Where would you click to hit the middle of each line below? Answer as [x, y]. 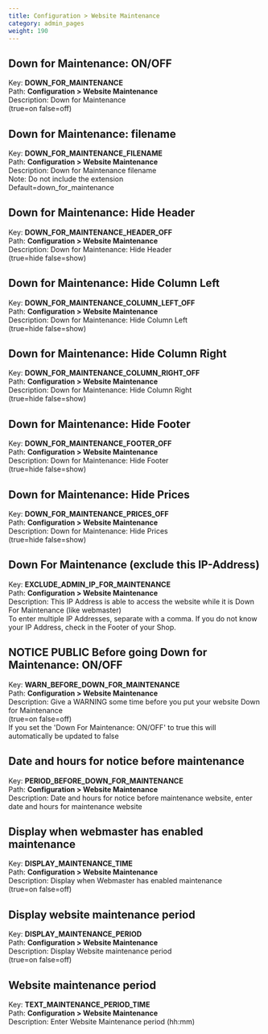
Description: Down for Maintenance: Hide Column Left [98, 320]
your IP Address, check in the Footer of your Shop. [93, 627]
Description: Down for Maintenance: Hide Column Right [100, 390]
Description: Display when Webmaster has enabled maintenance [115, 881]
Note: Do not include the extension [66, 179]
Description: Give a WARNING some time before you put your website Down [134, 701]
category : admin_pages [46, 23]
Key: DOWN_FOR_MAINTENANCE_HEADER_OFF [91, 232]
